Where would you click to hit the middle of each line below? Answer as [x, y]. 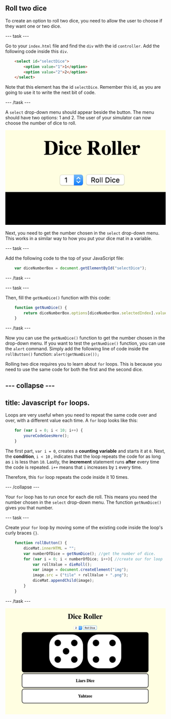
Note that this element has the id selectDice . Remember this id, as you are [83, 87]
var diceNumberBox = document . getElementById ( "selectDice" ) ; [80, 268]
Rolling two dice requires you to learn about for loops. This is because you [83, 364]
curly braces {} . [22, 533]
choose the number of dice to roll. [41, 123]
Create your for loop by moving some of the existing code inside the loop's [84, 528]
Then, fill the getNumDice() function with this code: [58, 297]
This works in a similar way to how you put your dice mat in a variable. [79, 238]
